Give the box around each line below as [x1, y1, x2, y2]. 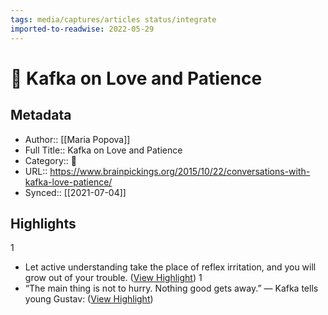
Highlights [10, 215, 77, 232]
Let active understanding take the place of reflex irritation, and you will [24, 261, 317, 273]
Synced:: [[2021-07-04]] [24, 186, 127, 198]
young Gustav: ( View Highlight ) [24, 293, 154, 305]
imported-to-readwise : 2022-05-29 [10, 24, 155, 34]
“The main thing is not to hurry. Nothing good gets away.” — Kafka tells [24, 282, 319, 295]
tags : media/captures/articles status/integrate [10, 14, 217, 25]
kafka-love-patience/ [24, 176, 113, 188]
